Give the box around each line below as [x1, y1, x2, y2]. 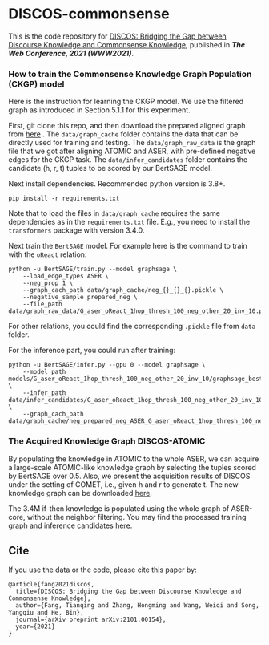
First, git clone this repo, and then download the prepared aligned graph [8, 121, 246, 131]
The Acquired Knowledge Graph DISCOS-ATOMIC [8, 436, 206, 447]
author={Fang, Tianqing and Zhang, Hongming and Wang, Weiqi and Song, [15, 602, 260, 610]
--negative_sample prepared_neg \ [22, 294, 138, 302]
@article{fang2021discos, [8, 581, 94, 589]
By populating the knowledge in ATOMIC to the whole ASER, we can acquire [8, 454, 259, 464]
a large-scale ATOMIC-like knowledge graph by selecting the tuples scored [8, 462, 256, 472]
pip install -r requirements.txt [8, 194, 120, 203]
